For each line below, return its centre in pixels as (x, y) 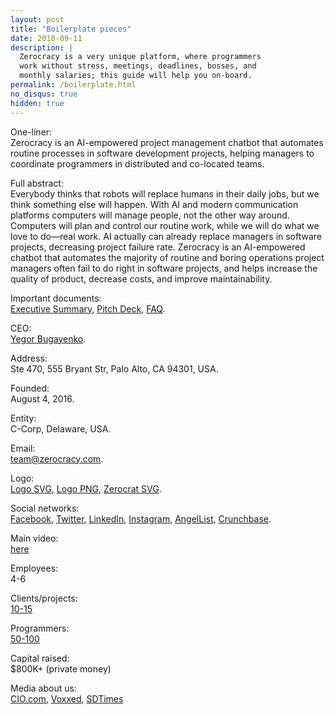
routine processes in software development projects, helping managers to (162, 153)
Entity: (23, 418)
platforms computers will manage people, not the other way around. (150, 215)
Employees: (34, 568)
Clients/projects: (44, 598)
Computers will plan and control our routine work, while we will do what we (165, 225)
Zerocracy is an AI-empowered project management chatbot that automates (167, 142)
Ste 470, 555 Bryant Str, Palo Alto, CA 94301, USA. (114, 368)
